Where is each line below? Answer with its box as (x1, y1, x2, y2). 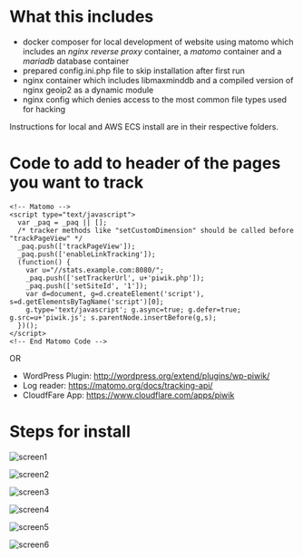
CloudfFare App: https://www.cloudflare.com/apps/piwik (22, 390, 235, 400)
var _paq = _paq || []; (17, 217, 107, 227)
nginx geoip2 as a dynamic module (22, 84, 154, 95)
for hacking (22, 103, 66, 114)
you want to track (9, 172, 143, 193)
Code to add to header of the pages (9, 153, 281, 174)
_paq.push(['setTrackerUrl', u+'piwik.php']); (25, 274, 205, 283)
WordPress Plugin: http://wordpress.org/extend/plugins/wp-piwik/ (22, 370, 270, 381)
